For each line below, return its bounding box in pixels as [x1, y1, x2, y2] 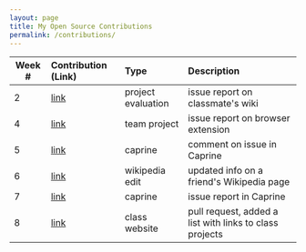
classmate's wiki [188, 97, 259, 110]
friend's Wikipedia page [188, 176, 291, 188]
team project [124, 117, 179, 130]
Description [188, 65, 240, 77]
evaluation [124, 97, 169, 110]
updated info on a [188, 165, 264, 177]
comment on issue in [188, 138, 278, 151]
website [124, 222, 159, 235]
